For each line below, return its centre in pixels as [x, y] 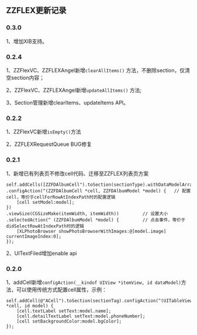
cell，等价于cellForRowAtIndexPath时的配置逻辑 [61, 197]
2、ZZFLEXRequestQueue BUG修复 [49, 144]
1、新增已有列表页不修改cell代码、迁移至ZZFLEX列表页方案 [77, 173]
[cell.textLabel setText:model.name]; [64, 311]
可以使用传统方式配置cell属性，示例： [62, 289]
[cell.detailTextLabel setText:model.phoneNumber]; [81, 316]
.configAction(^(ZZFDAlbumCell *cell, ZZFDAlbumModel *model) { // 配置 [98, 191]
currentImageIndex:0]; [34, 236]
